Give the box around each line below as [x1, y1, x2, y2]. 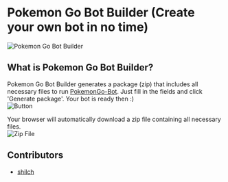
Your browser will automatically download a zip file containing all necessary [7, 115, 221, 123]
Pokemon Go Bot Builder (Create [7, 5, 195, 21]
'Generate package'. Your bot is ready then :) [7, 94, 135, 103]
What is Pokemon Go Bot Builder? [7, 62, 154, 73]
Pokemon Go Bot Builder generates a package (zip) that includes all [7, 80, 198, 88]
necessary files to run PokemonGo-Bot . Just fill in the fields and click [7, 87, 203, 95]
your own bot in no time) [7, 19, 149, 35]
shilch [16, 168, 34, 176]
